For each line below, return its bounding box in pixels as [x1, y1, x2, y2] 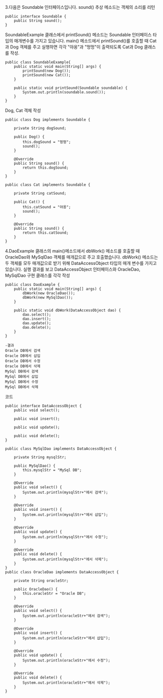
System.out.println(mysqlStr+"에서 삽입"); [22, 512, 108, 517]
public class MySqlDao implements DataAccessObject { [5, 446, 117, 451]
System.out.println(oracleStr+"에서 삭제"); [22, 680, 111, 685]
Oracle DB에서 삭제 [5, 364, 41, 369]
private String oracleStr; [14, 578, 69, 583]
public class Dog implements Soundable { [5, 117, 91, 122]
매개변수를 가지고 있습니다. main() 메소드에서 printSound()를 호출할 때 [14, 38, 149, 44]
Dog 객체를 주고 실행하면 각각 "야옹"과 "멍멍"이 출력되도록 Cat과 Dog [10, 44, 143, 50]
